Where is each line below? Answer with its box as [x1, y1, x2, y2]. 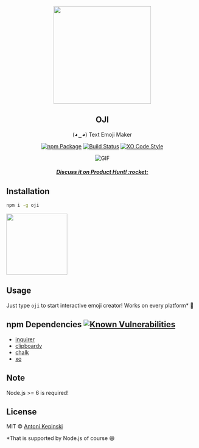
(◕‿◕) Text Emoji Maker [72, 131, 132, 138]
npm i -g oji [6, 202, 40, 209]
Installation [6, 186, 50, 197]
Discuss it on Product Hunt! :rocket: [56, 168, 148, 176]
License [6, 406, 37, 417]
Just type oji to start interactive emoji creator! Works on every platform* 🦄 [6, 302, 194, 309]
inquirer [15, 336, 35, 343]
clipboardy [15, 342, 43, 349]
